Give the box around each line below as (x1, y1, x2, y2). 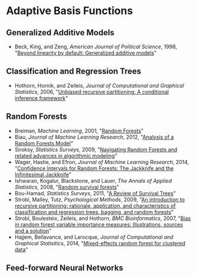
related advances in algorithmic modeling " (14, 152, 118, 159)
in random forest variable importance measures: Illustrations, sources (14, 221, 183, 228)
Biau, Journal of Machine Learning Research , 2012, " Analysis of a (14, 134, 174, 141)
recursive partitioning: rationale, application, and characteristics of (14, 202, 176, 209)
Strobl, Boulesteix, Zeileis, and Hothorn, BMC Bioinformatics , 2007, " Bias (14, 215, 191, 222)
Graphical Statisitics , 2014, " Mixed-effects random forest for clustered (14, 239, 186, 246)
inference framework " (14, 94, 68, 101)
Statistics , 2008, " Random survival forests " (14, 183, 119, 191)
